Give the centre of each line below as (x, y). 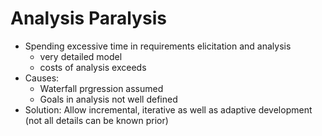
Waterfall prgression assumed (101, 88)
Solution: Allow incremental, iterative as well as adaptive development (168, 109)
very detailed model (81, 56)
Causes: (42, 78)
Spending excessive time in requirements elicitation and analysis (158, 46)
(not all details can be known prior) (96, 120)
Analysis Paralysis (88, 18)
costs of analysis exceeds (93, 67)
